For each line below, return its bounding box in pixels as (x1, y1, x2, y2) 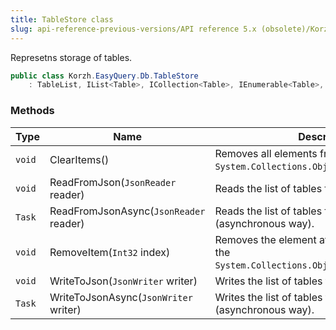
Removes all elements (214, 146, 318, 160)
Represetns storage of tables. (10, 51, 133, 63)
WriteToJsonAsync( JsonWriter (49, 290, 193, 304)
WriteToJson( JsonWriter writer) (49, 274, 198, 288)
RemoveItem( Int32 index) (49, 245, 171, 259)
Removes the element (214, 232, 317, 246)
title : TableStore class (10, 14, 114, 25)
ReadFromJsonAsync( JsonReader (49, 204, 206, 218)
